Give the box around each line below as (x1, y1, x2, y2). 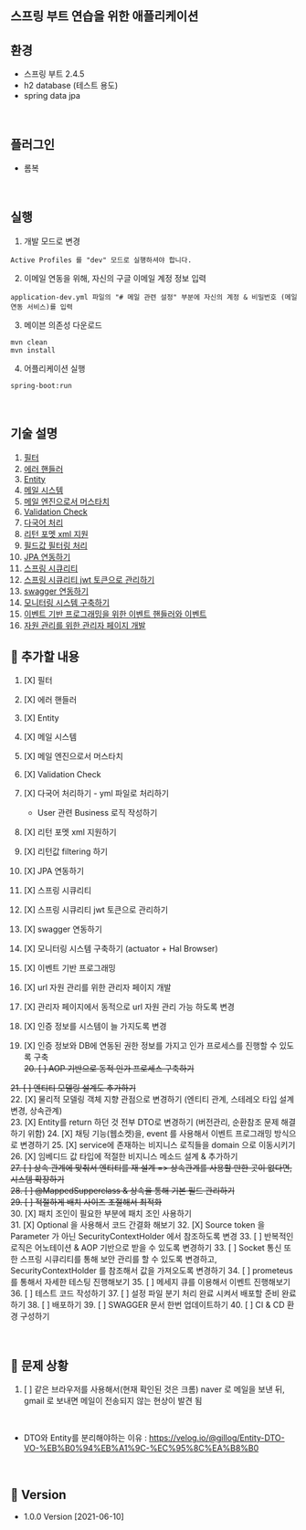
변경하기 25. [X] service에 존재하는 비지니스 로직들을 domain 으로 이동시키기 (19, 1140, 296, 1151)
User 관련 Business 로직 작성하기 (37, 807, 158, 818)
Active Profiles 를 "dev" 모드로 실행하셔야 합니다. (10, 255, 193, 265)
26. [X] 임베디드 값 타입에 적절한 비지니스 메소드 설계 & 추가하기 (10, 1151, 238, 1162)
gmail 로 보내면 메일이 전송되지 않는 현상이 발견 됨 (23, 1396, 203, 1407)
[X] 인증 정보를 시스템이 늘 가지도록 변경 (23, 1021, 167, 1032)
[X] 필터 (23, 675, 53, 686)
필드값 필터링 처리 (23, 540, 88, 551)
